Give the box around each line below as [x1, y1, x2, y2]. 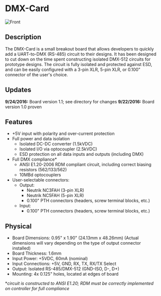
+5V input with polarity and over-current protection [12, 131, 115, 136]
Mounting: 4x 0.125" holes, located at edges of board [12, 271, 119, 277]
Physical [5, 222, 32, 230]
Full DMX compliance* [12, 156, 57, 163]
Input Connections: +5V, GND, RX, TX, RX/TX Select [12, 261, 117, 267]
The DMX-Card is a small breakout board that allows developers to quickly [5, 46, 154, 51]
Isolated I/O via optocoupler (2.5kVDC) [19, 146, 97, 152]
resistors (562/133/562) [19, 167, 67, 173]
